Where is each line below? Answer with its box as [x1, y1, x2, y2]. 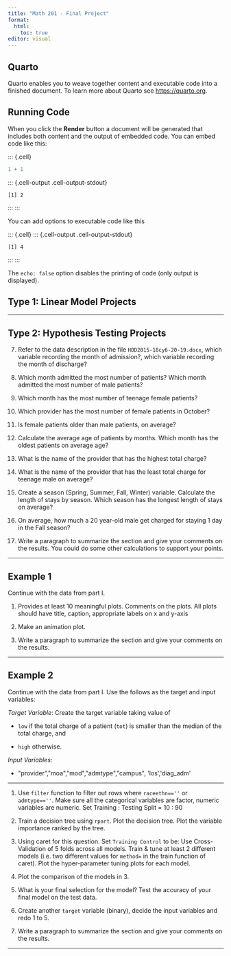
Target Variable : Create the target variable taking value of [8, 708, 171, 716]
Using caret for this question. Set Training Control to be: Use [17, 837, 193, 845]
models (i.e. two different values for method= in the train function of [17, 852, 206, 860]
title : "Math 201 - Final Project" [8, 10, 110, 17]
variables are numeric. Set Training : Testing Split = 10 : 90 [17, 803, 183, 811]
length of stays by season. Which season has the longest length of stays [17, 496, 223, 504]
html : [14, 23, 30, 30]
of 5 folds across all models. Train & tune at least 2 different [47, 844, 216, 852]
